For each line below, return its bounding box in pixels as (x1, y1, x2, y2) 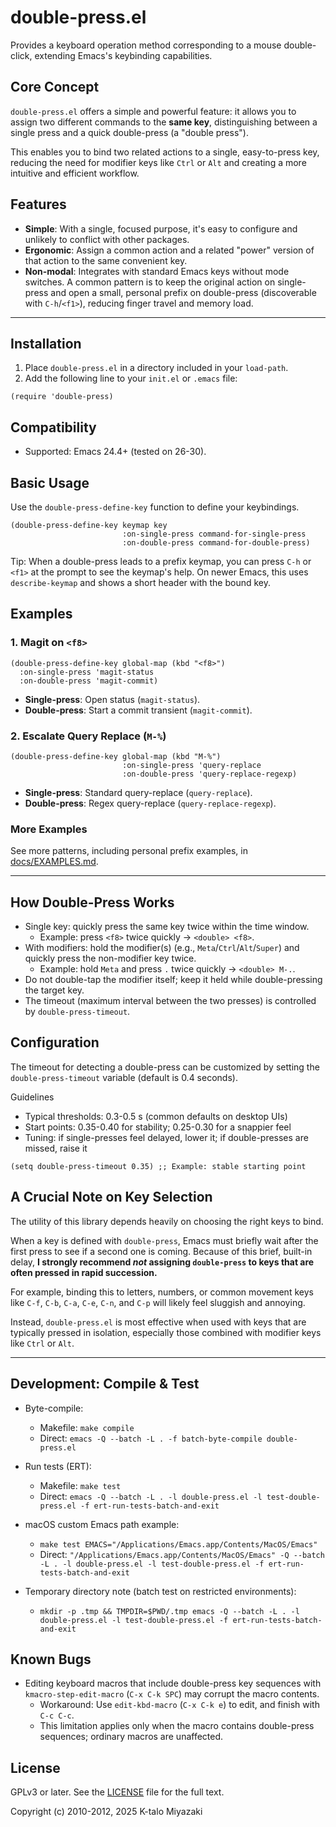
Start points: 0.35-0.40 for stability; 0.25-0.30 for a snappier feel (24, 1121, 292, 1133)
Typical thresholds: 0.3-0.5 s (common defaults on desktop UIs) (24, 1110, 288, 1122)
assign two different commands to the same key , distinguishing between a (10, 116, 318, 128)
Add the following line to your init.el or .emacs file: (24, 372, 238, 385)
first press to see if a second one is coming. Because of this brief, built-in (10, 1245, 313, 1257)
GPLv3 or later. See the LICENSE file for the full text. (10, 1786, 225, 1798)
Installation (10, 335, 82, 352)
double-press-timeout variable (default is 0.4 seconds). (10, 1071, 238, 1083)
